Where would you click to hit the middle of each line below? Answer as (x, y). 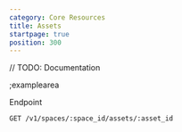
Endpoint (26, 103)
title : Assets (36, 26)
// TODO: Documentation (55, 68)
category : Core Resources (57, 17)
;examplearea (34, 85)
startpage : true (39, 34)
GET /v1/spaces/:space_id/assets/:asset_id (91, 119)
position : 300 (36, 42)
